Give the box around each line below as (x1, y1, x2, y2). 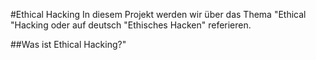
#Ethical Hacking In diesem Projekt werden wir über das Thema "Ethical (10, 9, 307, 20)
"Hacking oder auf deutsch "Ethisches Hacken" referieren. (10, 19, 252, 31)
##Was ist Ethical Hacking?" (10, 39, 127, 50)
